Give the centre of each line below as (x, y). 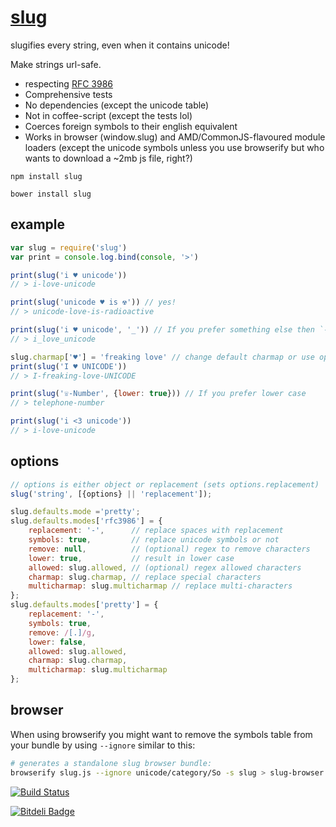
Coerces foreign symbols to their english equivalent (131, 126)
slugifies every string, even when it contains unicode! (120, 45)
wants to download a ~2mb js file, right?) (108, 158)
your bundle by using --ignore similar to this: (103, 745)
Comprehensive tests (68, 94)
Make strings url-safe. (56, 64)
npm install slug (46, 176)
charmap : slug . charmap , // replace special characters (145, 577)
